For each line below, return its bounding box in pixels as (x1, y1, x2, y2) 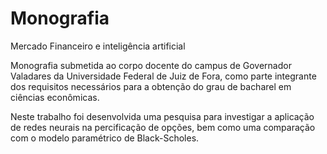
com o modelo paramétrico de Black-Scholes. (10, 132, 200, 144)
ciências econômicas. (10, 91, 100, 103)
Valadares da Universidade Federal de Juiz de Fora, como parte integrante (10, 70, 317, 82)
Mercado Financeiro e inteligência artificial (10, 40, 186, 52)
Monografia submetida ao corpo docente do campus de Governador (10, 59, 292, 71)
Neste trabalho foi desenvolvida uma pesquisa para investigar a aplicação (10, 110, 315, 122)
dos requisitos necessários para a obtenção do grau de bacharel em (10, 80, 292, 92)
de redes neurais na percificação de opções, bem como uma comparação (10, 121, 316, 133)
